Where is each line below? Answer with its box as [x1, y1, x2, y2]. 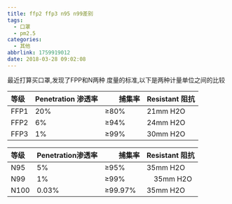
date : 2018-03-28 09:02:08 [7, 56, 86, 63]
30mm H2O [146, 129, 186, 138]
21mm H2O [146, 106, 186, 116]
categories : [7, 36, 42, 43]
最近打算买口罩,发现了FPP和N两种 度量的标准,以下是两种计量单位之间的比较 [7, 75, 226, 84]
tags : [7, 17, 23, 24]
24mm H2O [146, 117, 186, 127]
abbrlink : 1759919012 [7, 50, 71, 57]
